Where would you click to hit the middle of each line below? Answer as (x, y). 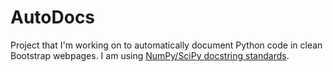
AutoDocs (53, 17)
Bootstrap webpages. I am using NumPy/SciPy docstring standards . (150, 55)
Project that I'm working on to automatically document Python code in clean (166, 45)
